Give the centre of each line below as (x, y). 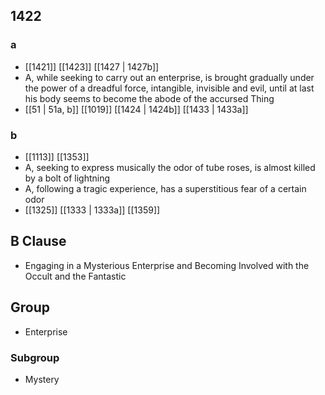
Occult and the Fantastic (75, 276)
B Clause (38, 241)
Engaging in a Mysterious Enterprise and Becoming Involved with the (167, 265)
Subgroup (35, 357)
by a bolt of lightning (67, 178)
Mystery (42, 379)
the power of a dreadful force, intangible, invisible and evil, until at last (169, 88)
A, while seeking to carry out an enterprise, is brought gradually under (169, 77)
